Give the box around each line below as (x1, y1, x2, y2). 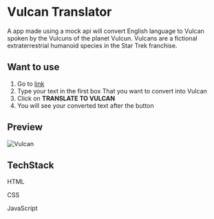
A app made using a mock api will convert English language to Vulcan (7, 27, 204, 35)
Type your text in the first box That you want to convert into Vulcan (17, 87, 208, 95)
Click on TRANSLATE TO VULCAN (17, 94, 116, 102)
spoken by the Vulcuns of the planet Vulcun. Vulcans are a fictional (7, 34, 197, 42)
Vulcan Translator (7, 4, 112, 20)
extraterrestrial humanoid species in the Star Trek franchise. (7, 41, 178, 49)
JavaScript (7, 204, 38, 213)
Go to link (17, 80, 45, 88)
